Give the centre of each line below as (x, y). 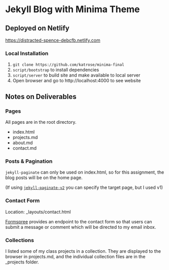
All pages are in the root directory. (41, 122)
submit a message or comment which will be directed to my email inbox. (81, 227)
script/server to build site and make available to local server (76, 75)
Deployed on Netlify (37, 28)
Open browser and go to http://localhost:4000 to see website (77, 81)
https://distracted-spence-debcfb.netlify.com (53, 40)
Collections (20, 240)
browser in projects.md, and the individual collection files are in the (75, 256)
